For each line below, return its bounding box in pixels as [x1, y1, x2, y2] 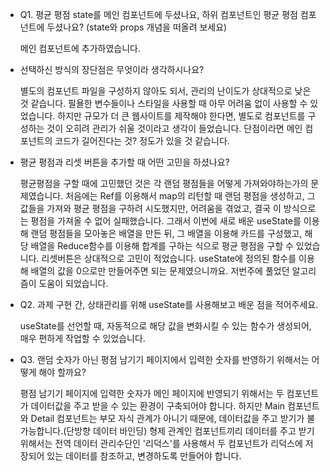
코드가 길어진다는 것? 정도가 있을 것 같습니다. [54, 135, 230, 147]
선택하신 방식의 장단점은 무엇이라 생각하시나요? [19, 64, 205, 75]
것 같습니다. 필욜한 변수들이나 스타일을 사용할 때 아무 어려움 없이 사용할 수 [19, 98, 308, 109]
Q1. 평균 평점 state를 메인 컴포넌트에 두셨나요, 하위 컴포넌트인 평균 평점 [19, 9, 298, 20]
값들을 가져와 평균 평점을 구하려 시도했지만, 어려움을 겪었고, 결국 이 [19, 203, 282, 214]
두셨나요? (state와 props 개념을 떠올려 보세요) [46, 21, 228, 33]
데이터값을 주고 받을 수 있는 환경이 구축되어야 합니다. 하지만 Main [30, 400, 286, 412]
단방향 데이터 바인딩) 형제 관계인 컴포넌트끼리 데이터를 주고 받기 [66, 425, 315, 437]
